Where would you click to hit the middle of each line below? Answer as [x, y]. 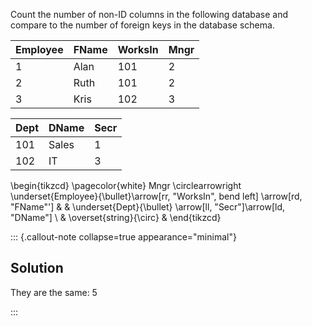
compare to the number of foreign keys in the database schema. [142, 25]
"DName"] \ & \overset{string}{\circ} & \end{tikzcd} [116, 217]
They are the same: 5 [54, 292]
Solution [37, 268]
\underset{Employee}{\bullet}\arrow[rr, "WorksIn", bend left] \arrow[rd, [156, 196]
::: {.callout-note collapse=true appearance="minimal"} [123, 237]
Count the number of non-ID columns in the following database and [149, 14]
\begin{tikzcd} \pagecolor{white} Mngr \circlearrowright [126, 185]
